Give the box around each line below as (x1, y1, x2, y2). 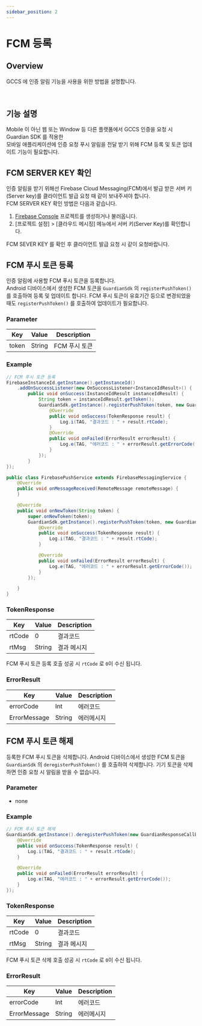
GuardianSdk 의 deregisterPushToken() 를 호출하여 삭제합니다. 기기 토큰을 (6, 760, 182, 768)
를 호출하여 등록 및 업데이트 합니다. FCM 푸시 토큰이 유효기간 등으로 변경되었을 (6, 292, 191, 299)
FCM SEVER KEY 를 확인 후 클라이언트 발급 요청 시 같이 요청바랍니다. (6, 240, 170, 248)
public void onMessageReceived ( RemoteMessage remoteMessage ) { (17, 486, 179, 492)
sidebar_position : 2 (6, 8, 58, 15)
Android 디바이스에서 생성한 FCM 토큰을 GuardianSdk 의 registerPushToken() (6, 284, 192, 292)
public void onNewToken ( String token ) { (17, 507, 120, 514)
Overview (6, 61, 44, 71)
